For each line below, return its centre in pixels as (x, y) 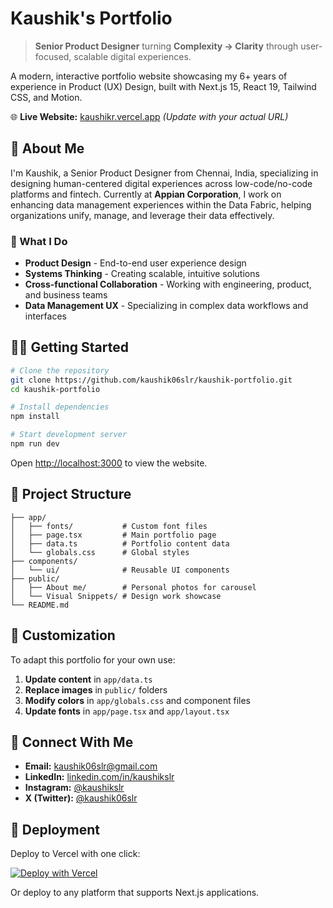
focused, (53, 56)
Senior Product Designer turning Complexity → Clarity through (166, 46)
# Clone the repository (60, 370)
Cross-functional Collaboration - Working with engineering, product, (168, 284)
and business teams (66, 295)
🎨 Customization (63, 635)
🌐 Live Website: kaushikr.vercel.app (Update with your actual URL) (149, 116)
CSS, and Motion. (46, 97)
